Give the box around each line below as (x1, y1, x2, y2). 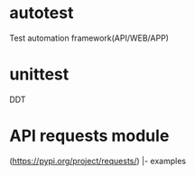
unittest (9, 64, 70, 85)
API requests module (9, 125, 170, 146)
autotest (9, 3, 74, 23)
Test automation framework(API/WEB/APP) (9, 32, 170, 43)
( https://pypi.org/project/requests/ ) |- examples (9, 155, 187, 166)
